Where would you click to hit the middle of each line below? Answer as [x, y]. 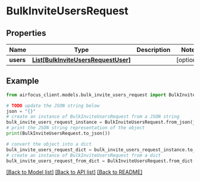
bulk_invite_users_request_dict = [49, 150]
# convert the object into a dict [49, 144]
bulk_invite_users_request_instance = [54, 122]
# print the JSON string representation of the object [76, 128]
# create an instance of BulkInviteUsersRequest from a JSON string [93, 117]
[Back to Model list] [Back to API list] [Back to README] [74, 172]
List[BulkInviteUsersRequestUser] [81, 60]
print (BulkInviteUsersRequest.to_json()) [58, 134]
